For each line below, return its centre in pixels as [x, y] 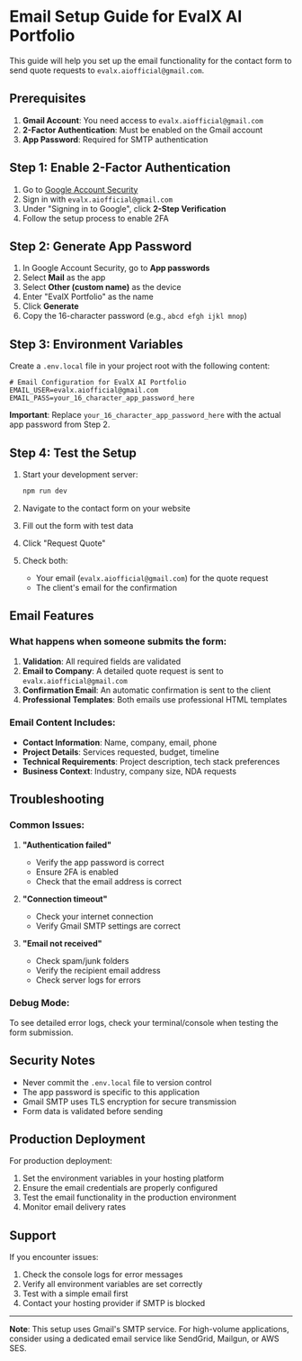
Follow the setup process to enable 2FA [95, 218]
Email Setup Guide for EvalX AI [126, 17]
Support [33, 1235]
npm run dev [44, 491]
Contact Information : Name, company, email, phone [120, 742]
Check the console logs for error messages [102, 1275]
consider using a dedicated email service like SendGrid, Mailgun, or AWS [144, 1338]
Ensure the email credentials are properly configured [120, 1188]
